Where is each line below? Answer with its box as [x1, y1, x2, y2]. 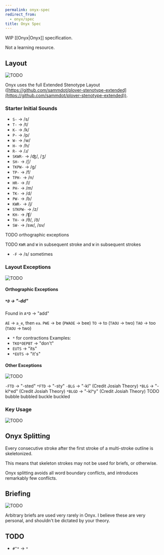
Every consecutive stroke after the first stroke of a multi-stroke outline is [5, 445, 154, 451]
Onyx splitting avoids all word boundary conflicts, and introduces [5, 470, 138, 476]
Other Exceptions [5, 362, 42, 368]
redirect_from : [5, 12, 37, 17]
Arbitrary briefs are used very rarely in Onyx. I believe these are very [5, 512, 146, 519]
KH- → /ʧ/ [12, 211, 32, 217]
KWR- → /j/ [12, 201, 33, 207]
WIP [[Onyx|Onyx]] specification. [5, 35, 73, 41]
